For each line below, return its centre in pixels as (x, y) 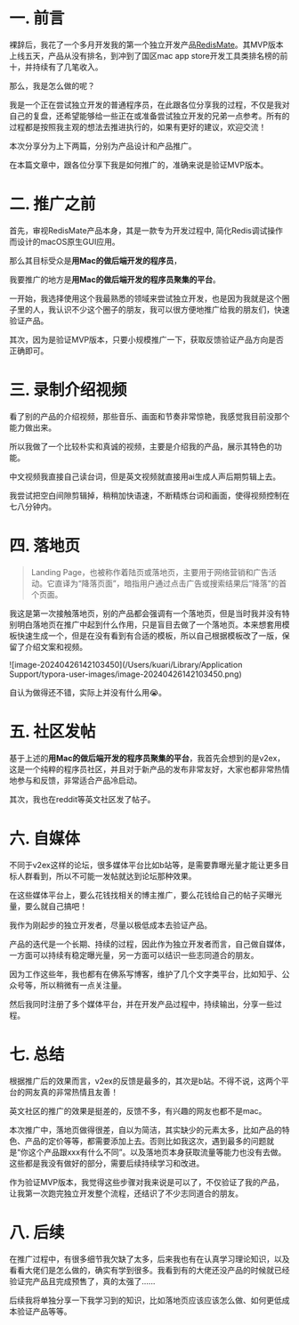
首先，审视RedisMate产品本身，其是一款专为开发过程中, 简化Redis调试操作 (146, 230)
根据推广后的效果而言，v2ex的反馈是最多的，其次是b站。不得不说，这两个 (145, 1081)
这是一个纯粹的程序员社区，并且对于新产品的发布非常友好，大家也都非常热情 (149, 769)
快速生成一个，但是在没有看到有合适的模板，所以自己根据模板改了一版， (149, 635)
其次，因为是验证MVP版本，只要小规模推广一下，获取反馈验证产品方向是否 (147, 339)
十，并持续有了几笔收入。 (56, 67)
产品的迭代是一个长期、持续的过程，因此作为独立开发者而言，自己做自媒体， (149, 944)
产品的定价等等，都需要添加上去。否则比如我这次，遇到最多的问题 (145, 1141)
